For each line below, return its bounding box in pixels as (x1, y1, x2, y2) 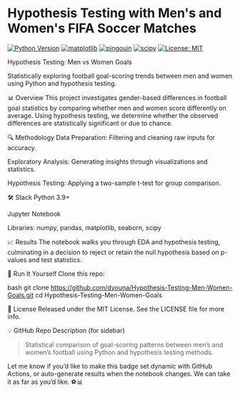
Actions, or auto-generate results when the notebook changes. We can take (7, 369, 231, 378)
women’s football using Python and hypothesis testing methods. (24, 348, 214, 357)
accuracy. (7, 143, 37, 151)
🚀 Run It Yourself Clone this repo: (7, 269, 105, 278)
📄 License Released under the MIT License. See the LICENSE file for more (7, 304, 225, 313)
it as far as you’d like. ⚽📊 (7, 377, 84, 386)
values (7, 255, 27, 264)
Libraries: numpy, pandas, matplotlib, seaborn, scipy (7, 223, 162, 232)
